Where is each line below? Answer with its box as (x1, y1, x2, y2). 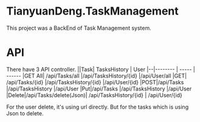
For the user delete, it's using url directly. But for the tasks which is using (6, 103, 189, 110)
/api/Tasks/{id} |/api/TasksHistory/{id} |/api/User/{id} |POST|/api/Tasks (6, 78, 184, 86)
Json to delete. (6, 109, 44, 117)
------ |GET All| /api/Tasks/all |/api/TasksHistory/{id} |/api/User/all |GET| (6, 72, 187, 80)
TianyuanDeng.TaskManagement (6, 4, 179, 18)
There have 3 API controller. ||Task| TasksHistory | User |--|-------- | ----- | (6, 66, 196, 73)
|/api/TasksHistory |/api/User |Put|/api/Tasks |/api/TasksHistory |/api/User (6, 85, 192, 92)
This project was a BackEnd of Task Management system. (6, 24, 152, 32)
